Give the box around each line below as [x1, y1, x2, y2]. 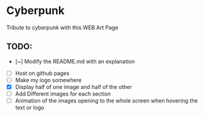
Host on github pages [15, 69, 70, 77]
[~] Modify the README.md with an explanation [15, 57, 135, 65]
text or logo [15, 104, 44, 112]
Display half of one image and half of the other [15, 83, 132, 90]
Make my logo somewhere [15, 76, 82, 83]
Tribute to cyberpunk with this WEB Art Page [6, 24, 119, 31]
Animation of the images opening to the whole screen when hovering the [15, 97, 198, 104]
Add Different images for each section [15, 90, 111, 97]
